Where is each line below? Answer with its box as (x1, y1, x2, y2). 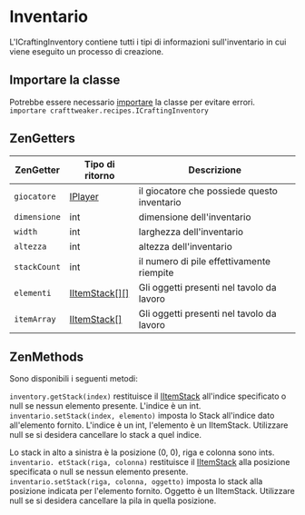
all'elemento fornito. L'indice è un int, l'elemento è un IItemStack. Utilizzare (9, 420, 289, 431)
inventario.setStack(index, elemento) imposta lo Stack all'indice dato (9, 411, 275, 421)
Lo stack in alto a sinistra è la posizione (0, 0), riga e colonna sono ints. (9, 447, 275, 458)
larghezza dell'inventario (138, 225, 243, 238)
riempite (138, 266, 174, 279)
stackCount (14, 262, 61, 272)
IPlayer (69, 190, 100, 203)
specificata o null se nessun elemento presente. (9, 466, 189, 478)
